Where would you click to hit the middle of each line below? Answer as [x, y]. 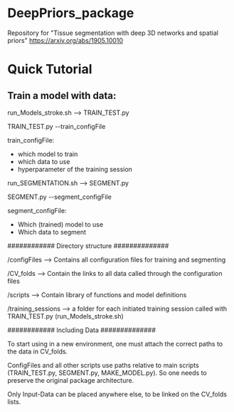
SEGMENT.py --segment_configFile [59, 197]
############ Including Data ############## [82, 330]
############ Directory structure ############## [88, 246]
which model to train [48, 154]
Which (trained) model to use [60, 224]
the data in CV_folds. [38, 351]
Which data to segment [52, 232]
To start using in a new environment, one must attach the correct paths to [115, 344]
